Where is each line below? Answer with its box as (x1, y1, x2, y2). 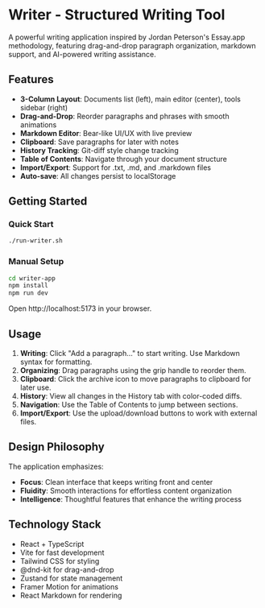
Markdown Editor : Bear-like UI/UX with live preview (19, 128, 193, 138)
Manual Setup (8, 256, 64, 267)
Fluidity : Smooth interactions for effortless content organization (19, 486, 232, 495)
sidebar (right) (19, 102, 68, 112)
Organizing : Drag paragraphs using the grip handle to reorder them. (19, 366, 246, 375)
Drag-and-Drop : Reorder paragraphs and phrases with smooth (19, 111, 230, 121)
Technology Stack (8, 518, 101, 531)
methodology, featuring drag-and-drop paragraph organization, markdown (8, 40, 256, 50)
